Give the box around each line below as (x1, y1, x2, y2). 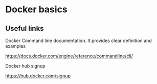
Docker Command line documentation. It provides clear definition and (5, 37, 152, 44)
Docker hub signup (5, 63, 46, 69)
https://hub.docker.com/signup (5, 73, 71, 79)
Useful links (5, 24, 44, 33)
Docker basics (5, 4, 68, 15)
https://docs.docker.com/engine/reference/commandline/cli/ (5, 53, 133, 59)
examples (5, 43, 26, 49)
